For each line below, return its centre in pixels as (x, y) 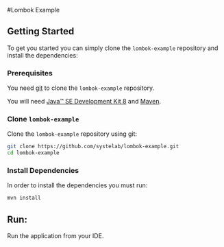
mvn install (24, 198)
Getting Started (41, 31)
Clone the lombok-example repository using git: (72, 134)
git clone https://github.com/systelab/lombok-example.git (93, 147)
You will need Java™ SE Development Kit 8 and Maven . (84, 102)
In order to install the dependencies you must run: (77, 185)
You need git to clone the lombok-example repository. (81, 88)
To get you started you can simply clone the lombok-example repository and (113, 48)
